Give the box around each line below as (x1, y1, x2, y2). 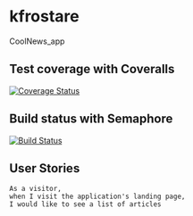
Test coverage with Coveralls (9, 62, 175, 77)
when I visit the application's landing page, (9, 192, 186, 202)
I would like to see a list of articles (9, 200, 163, 209)
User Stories (9, 161, 80, 176)
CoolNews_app (9, 36, 65, 46)
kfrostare (9, 6, 80, 27)
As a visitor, (9, 185, 63, 194)
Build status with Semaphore (9, 112, 173, 127)
